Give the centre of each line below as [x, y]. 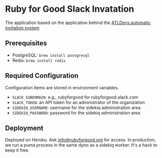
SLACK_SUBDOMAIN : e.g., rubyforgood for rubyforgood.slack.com [75, 97]
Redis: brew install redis [39, 60]
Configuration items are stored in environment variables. [62, 87]
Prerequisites [26, 43]
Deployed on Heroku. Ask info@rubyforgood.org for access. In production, [81, 140]
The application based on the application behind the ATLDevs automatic [78, 23]
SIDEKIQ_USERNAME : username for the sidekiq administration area [76, 107]
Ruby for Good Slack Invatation [70, 9]
